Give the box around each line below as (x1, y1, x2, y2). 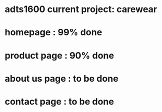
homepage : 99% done (5, 27, 102, 38)
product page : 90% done (5, 49, 115, 61)
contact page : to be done (5, 96, 114, 107)
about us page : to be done (5, 73, 119, 84)
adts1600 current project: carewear (5, 4, 157, 15)
